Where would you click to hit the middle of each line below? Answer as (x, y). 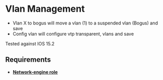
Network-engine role (35, 72)
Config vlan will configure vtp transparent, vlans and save (73, 34)
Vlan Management (45, 9)
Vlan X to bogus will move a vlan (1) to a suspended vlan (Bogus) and (85, 23)
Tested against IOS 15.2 (30, 43)
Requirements (28, 60)
